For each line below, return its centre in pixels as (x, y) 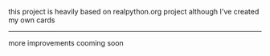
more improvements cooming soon (66, 43)
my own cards (32, 20)
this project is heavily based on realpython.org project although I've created (134, 12)
